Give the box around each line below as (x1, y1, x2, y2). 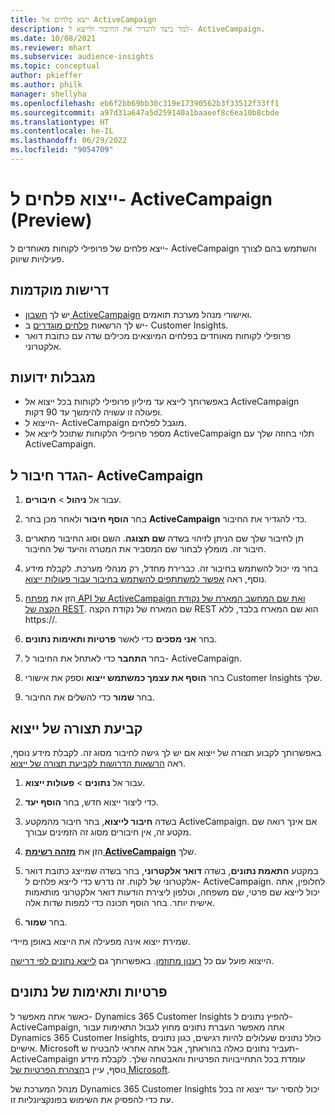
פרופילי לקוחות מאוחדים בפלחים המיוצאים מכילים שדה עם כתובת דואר (24, 329, 292, 341)
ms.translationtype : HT (10, 117, 110, 127)
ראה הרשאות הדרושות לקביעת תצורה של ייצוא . (10, 757, 186, 770)
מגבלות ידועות (10, 369, 97, 386)
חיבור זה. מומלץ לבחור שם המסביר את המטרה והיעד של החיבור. (24, 543, 267, 555)
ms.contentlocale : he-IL (10, 126, 114, 136)
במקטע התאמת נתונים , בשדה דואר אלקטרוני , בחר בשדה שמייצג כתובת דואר (24, 865, 319, 877)
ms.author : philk (10, 80, 83, 90)
